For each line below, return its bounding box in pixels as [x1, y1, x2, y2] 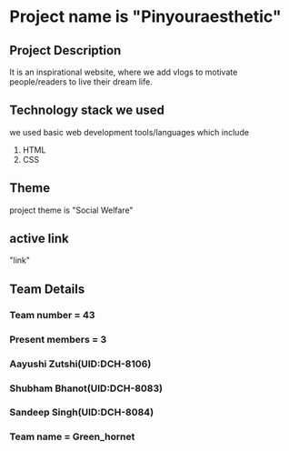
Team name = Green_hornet [9, 430, 135, 443]
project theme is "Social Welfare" [9, 205, 134, 215]
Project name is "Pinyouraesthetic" [9, 6, 282, 27]
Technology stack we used [9, 103, 165, 118]
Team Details [9, 281, 85, 296]
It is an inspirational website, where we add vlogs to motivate [9, 66, 238, 77]
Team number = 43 [9, 308, 95, 321]
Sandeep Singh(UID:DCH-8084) [9, 406, 154, 419]
